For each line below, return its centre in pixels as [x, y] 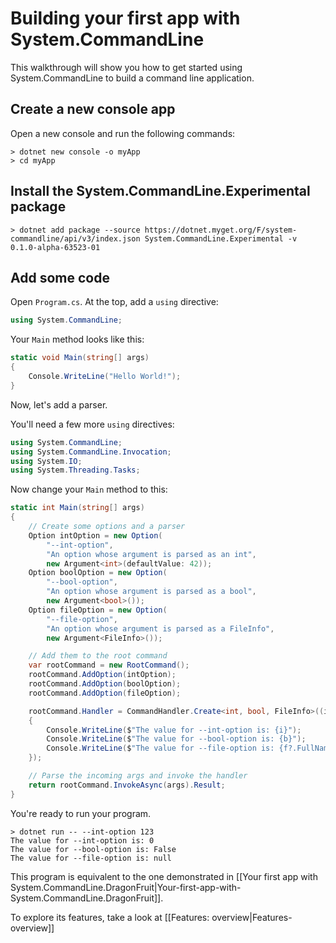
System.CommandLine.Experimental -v [221, 238]
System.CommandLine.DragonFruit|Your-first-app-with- [126, 887]
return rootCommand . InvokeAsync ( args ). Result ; [127, 785]
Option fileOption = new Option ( [98, 610]
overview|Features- [252, 917]
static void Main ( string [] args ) [80, 358]
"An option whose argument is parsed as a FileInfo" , [160, 628]
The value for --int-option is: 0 [82, 840]
